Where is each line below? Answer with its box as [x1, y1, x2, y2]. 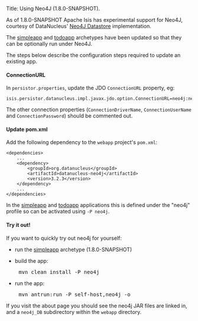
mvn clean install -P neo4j [18, 269, 100, 275]
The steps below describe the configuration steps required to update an [6, 52, 181, 58]
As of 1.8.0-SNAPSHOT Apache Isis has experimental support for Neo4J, [6, 16, 183, 23]
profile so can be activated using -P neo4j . [6, 208, 110, 215]
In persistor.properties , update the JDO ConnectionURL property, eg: [6, 85, 175, 92]
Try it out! [6, 222, 31, 228]
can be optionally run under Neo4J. [6, 41, 93, 47]
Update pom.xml [6, 126, 48, 133]
